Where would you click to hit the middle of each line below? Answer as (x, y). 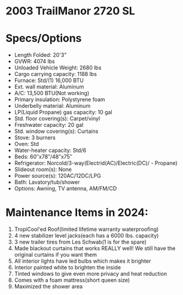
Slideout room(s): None (43, 169)
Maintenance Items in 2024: (77, 213)
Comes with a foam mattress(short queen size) (72, 280)
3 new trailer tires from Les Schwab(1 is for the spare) (80, 242)
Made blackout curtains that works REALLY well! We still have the (95, 248)
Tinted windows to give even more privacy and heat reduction (91, 274)
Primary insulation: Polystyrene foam (60, 99)
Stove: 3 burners (35, 138)
